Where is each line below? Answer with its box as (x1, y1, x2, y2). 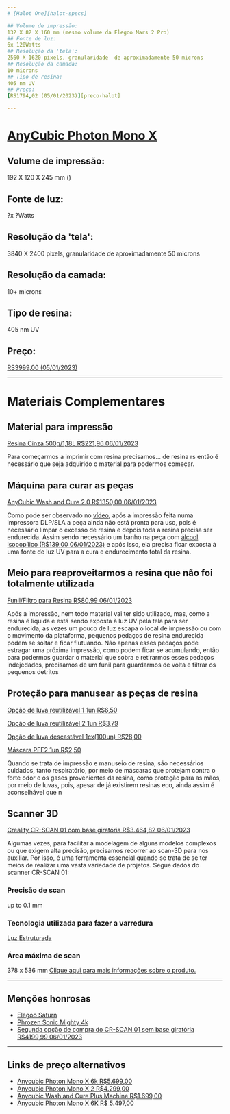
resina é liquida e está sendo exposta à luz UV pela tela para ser (7, 617, 188, 625)
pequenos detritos (7, 667, 60, 676)
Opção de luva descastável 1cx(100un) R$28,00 (7, 732, 142, 741)
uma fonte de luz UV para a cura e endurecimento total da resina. (7, 547, 192, 556)
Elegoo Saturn (16, 1011, 57, 1019)
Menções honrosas (7, 993, 91, 1004)
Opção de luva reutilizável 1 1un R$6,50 (7, 706, 118, 714)
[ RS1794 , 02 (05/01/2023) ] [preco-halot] (7, 92, 121, 99)
